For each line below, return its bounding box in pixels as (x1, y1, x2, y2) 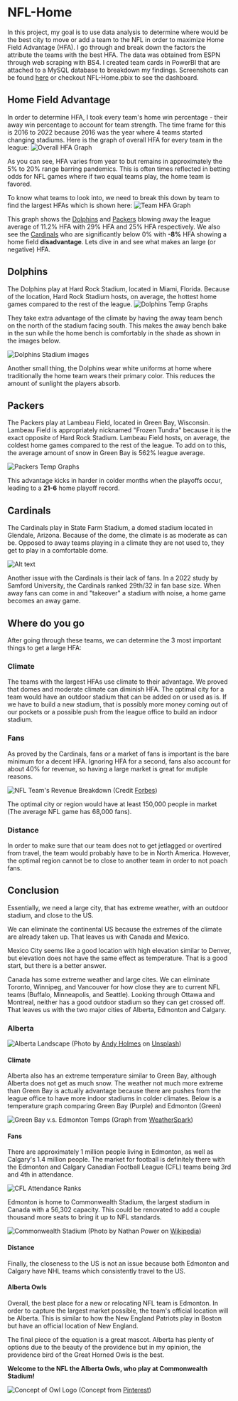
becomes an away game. (7, 596, 81, 605)
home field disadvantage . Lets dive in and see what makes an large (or (7, 237, 216, 246)
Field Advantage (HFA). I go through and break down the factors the (7, 43, 207, 51)
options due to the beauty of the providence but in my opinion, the (7, 1343, 202, 1351)
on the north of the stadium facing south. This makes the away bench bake (7, 321, 227, 330)
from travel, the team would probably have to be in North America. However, (7, 848, 231, 857)
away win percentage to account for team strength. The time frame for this (7, 120, 226, 129)
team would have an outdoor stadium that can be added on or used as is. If (7, 692, 227, 702)
